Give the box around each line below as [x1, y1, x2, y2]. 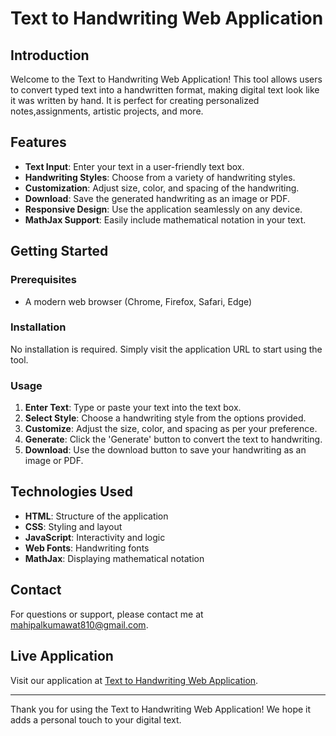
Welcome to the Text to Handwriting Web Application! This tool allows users [10, 73, 323, 85]
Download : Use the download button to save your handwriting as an [24, 444, 307, 456]
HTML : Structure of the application [24, 510, 169, 522]
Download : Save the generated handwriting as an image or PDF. [24, 192, 291, 204]
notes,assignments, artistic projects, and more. [10, 105, 204, 117]
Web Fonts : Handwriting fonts [24, 542, 150, 554]
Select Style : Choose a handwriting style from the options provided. [24, 412, 307, 424]
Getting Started [10, 243, 109, 260]
